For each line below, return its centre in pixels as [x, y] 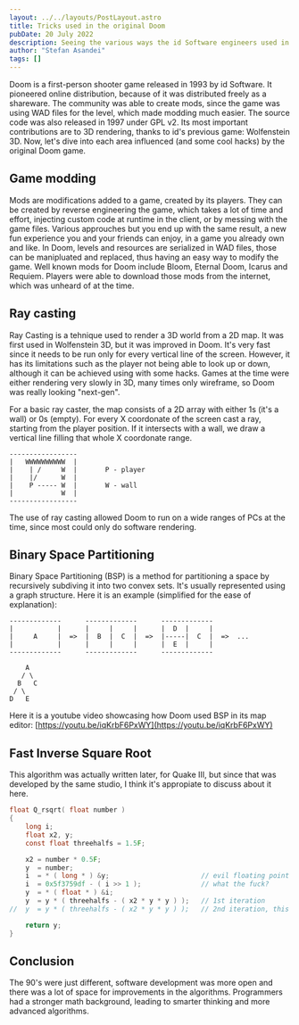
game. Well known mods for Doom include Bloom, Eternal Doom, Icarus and [149, 266]
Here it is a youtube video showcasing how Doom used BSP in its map [138, 715]
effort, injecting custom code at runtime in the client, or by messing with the [149, 219]
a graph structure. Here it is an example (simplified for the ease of [130, 595]
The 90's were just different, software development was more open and [141, 983]
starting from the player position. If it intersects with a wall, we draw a [137, 428]
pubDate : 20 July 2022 [51, 34]
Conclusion [42, 961]
